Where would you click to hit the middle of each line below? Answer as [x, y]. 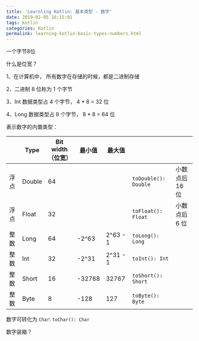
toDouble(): [149, 179]
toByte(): [146, 296]
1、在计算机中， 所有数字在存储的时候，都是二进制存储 [73, 77]
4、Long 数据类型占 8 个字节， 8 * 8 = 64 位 [61, 114]
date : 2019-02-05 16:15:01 [39, 17]
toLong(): [146, 236]
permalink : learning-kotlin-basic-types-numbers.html [74, 34]
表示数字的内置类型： [32, 127]
